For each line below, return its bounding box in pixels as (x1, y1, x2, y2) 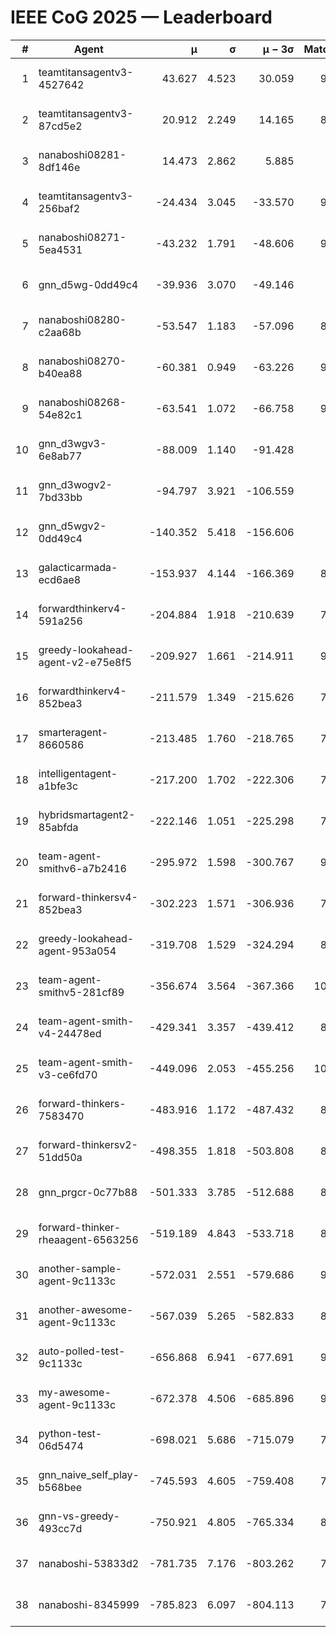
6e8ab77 (38, 449, 83, 463)
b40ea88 (38, 366, 83, 380)
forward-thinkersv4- (38, 890, 138, 904)
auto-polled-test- (38, 1344, 126, 1358)
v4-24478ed (38, 1026, 102, 1040)
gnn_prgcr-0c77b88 (38, 1185, 138, 1199)
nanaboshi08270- (38, 354, 127, 368)
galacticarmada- (38, 560, 118, 574)
